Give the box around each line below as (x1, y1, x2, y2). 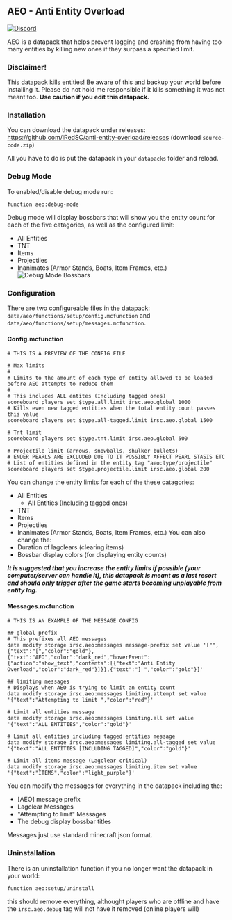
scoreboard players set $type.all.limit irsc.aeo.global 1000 (7, 399, 191, 406)
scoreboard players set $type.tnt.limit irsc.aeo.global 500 (7, 435, 188, 442)
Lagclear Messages (17, 802, 74, 811)
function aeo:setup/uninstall (7, 885, 95, 892)
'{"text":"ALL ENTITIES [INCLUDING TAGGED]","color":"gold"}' (7, 745, 191, 752)
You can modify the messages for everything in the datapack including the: (7, 782, 222, 790)
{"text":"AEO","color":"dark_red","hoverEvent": (7, 654, 151, 661)
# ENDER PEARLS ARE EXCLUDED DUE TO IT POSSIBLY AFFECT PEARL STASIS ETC (7, 453, 226, 461)
